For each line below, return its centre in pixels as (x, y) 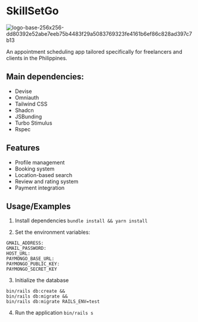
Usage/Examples (38, 206)
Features (23, 148)
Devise (23, 91)
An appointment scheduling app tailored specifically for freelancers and (94, 51)
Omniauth (27, 97)
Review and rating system (47, 181)
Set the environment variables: (52, 232)
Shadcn (24, 110)
